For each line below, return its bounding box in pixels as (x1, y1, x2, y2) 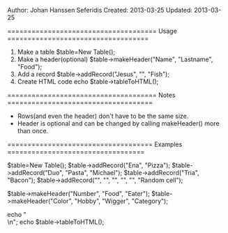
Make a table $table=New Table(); (17, 48, 116, 56)
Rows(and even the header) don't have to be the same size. (17, 112, 189, 120)
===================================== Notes (7, 91, 176, 99)
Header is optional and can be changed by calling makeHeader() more (17, 119, 220, 128)
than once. (17, 127, 49, 135)
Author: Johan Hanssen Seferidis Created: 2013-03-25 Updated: (7, 6, 193, 14)
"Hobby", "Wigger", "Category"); (74, 197, 169, 205)
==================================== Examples (7, 140, 183, 149)
